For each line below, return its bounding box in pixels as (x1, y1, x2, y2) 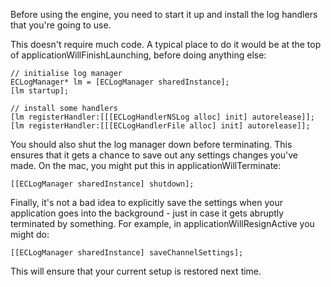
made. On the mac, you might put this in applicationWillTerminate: (10, 160, 282, 171)
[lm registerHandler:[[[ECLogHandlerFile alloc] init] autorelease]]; (10, 121, 311, 131)
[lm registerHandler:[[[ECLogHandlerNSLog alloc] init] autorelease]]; (10, 112, 315, 122)
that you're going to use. (10, 19, 112, 31)
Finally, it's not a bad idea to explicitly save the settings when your (10, 197, 283, 208)
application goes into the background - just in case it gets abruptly (10, 207, 285, 219)
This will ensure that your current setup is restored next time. (10, 265, 262, 277)
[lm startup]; (10, 86, 70, 96)
